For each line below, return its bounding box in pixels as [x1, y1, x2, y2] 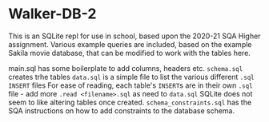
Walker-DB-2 [8, 5, 97, 23]
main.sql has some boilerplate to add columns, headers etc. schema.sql [8, 63, 243, 73]
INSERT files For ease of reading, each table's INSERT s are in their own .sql [8, 81, 254, 90]
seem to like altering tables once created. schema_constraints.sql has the [8, 97, 252, 107]
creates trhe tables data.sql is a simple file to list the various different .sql [8, 72, 255, 81]
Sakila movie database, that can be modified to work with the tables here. [8, 48, 251, 57]
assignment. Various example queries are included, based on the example [8, 39, 252, 49]
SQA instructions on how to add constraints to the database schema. [8, 105, 235, 116]
